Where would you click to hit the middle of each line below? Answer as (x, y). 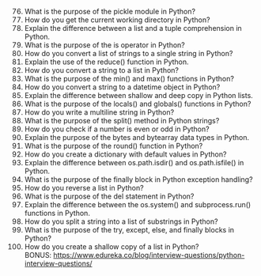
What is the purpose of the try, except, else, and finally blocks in (129, 230)
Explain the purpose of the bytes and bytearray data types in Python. (137, 137)
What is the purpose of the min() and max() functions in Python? (129, 79)
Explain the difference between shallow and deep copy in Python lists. (139, 95)
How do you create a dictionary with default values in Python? (125, 154)
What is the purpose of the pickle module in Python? (110, 11)
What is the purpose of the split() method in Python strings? (122, 121)
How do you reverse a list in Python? (84, 188)
